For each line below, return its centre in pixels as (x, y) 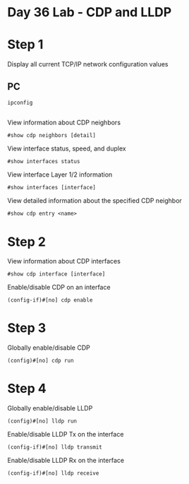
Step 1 (25, 45)
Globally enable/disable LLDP (50, 408)
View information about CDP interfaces (64, 261)
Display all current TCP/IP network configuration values (88, 64)
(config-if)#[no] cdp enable (50, 300)
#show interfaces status (44, 162)
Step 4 (27, 389)
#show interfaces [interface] (52, 188)
